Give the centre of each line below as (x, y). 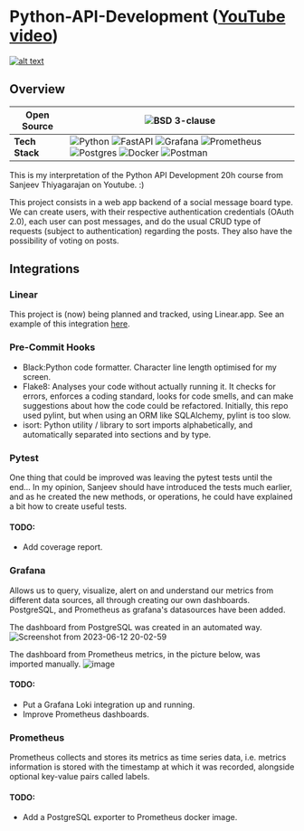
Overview (38, 89)
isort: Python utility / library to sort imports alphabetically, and (138, 425)
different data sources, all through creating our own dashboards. (130, 600)
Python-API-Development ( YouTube (147, 17)
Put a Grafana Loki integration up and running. (109, 704)
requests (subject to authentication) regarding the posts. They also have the (151, 231)
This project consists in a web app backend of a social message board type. (152, 202)
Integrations (44, 269)
